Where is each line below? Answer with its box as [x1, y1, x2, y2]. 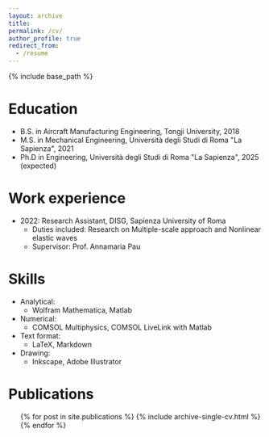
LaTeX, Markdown [31, 339, 93, 349]
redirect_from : [8, 42, 60, 50]
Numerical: [19, 313, 57, 323]
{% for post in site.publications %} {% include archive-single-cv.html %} [19, 411, 261, 421]
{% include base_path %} [8, 72, 93, 81]
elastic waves [31, 233, 78, 242]
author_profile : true [8, 34, 81, 43]
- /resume [15, 49, 48, 57]
